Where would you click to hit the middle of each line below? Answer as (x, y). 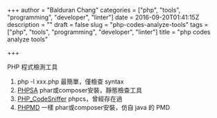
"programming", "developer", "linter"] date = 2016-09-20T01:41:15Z (103, 17)
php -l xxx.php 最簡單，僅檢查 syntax (70, 81)
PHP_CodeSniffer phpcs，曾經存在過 (70, 99)
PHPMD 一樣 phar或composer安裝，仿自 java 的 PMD (94, 107)
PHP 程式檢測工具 (33, 67)
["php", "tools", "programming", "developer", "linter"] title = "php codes (109, 32)
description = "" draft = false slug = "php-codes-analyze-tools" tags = (108, 24)
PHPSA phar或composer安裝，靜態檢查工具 (80, 90)
